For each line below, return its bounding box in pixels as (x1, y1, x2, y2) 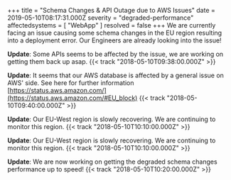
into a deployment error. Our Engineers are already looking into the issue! (7, 36, 222, 45)
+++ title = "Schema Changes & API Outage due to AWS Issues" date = (7, 6, 215, 14)
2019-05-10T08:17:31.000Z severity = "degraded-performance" (7, 13, 194, 22)
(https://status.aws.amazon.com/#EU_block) (7, 94, 138, 102)
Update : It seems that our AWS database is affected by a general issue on (7, 71, 224, 79)
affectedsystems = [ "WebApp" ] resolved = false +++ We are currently (7, 21, 216, 29)
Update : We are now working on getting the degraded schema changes (7, 157, 218, 166)
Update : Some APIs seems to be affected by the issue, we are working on (7, 50, 224, 58)
